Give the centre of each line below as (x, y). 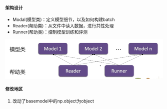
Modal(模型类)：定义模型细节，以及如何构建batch (63, 19)
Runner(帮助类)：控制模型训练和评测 (50, 32)
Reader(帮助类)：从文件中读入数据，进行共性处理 (63, 26)
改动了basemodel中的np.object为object (53, 101)
